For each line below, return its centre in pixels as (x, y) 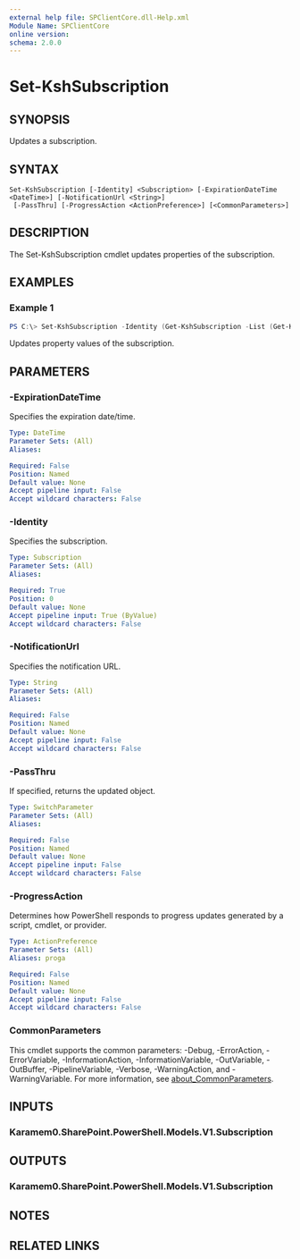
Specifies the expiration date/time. (72, 417)
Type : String (33, 682)
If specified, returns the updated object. (83, 791)
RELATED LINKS (54, 1246)
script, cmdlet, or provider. (58, 925)
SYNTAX (34, 169)
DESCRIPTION (49, 233)
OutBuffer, (28, 1069)
